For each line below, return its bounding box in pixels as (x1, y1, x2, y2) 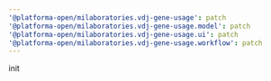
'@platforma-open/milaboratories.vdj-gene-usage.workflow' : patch (8, 38, 263, 48)
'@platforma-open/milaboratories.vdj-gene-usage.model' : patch (8, 22, 251, 31)
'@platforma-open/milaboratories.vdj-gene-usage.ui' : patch (8, 30, 239, 39)
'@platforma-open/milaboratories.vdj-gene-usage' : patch (8, 13, 227, 22)
